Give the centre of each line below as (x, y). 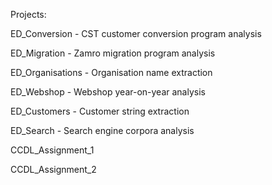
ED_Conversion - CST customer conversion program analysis (136, 33)
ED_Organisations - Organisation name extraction (111, 72)
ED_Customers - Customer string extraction (100, 111)
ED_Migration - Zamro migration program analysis (113, 53)
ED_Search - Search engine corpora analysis (102, 130)
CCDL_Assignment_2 (53, 169)
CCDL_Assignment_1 (52, 150)
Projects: (28, 14)
